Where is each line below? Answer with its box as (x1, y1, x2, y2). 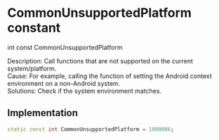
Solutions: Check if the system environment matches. (7, 87, 162, 95)
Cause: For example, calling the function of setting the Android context (7, 72, 212, 80)
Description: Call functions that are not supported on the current (7, 56, 193, 65)
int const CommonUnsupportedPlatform (7, 43, 123, 51)
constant (7, 20, 61, 36)
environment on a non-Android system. (7, 79, 121, 87)
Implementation (7, 107, 79, 119)
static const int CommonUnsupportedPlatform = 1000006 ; (7, 125, 174, 133)
